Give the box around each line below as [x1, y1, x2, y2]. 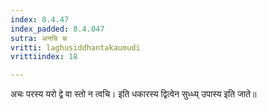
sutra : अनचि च [10, 33, 67, 43]
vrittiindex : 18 [10, 52, 78, 62]
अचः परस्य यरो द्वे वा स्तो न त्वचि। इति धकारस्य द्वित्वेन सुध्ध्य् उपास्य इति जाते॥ [10, 88, 257, 100]
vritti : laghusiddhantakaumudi [10, 42, 141, 53]
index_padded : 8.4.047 [10, 24, 105, 34]
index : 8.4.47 [10, 14, 70, 25]
